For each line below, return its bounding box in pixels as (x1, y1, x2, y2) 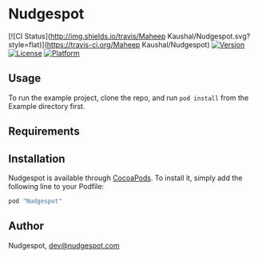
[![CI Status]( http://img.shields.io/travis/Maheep (8, 31, 166, 41)
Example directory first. (8, 101, 85, 111)
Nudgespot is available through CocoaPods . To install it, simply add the (8, 173, 243, 183)
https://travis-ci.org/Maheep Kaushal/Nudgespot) (46, 39, 210, 49)
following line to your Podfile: (8, 181, 105, 191)
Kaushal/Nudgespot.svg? (167, 31, 251, 41)
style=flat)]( (8, 39, 48, 49)
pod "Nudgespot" (8, 197, 62, 205)
